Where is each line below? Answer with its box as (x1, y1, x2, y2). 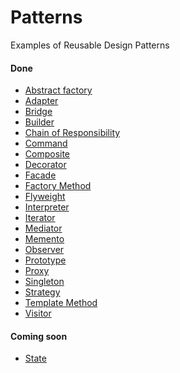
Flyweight (24, 191, 66, 203)
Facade (24, 169, 57, 181)
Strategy (24, 286, 61, 298)
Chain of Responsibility (24, 127, 121, 139)
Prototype (24, 254, 67, 266)
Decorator (24, 159, 67, 171)
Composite (24, 148, 71, 160)
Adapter (24, 95, 59, 107)
